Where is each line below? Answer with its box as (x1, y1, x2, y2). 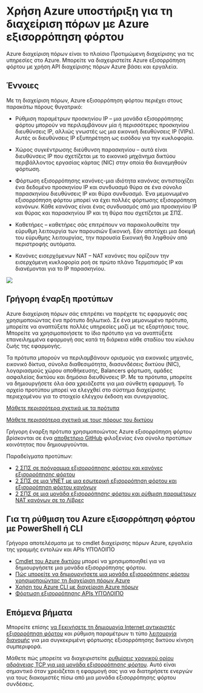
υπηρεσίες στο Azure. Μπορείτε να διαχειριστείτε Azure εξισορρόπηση (6, 56, 186, 64)
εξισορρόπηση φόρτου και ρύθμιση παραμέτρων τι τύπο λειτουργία (6, 630, 177, 637)
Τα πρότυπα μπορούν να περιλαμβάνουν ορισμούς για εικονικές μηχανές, (6, 353, 194, 361)
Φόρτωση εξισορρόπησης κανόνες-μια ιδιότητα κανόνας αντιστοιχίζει (15, 177, 194, 184)
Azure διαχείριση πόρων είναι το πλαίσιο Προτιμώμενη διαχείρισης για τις (6, 50, 195, 57)
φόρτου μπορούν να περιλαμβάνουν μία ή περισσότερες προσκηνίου (15, 121, 190, 129)
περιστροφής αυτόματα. (15, 240, 77, 247)
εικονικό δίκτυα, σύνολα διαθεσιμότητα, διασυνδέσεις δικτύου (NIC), (6, 360, 181, 367)
